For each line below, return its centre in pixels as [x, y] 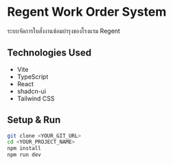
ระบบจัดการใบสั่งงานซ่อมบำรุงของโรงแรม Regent [64, 31]
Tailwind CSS [36, 98]
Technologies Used [49, 53]
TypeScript [33, 77]
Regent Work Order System [87, 12]
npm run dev [24, 155]
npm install [24, 149]
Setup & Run [34, 120]
